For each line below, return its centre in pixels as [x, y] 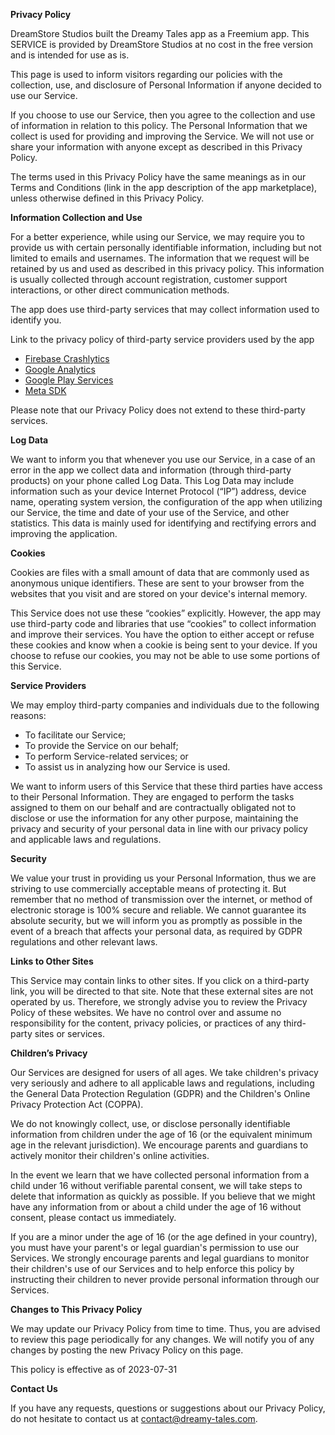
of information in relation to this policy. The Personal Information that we [159, 125]
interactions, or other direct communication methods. [120, 290]
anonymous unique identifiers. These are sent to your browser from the [157, 583]
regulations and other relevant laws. [84, 942]
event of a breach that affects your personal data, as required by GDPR [156, 931]
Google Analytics [60, 369]
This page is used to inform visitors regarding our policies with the [146, 74]
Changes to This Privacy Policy [76, 1309]
